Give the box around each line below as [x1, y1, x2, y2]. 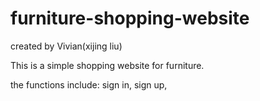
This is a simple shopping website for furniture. [10, 59, 205, 71]
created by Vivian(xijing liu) [10, 40, 123, 52]
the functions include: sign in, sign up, [10, 78, 168, 91]
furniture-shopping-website [10, 7, 250, 30]
